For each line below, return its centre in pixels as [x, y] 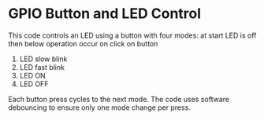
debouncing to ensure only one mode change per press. [100, 107]
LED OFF [34, 84]
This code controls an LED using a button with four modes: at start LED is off [132, 35]
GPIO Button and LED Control [105, 14]
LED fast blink [42, 67]
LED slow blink [43, 59]
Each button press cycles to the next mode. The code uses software [119, 99]
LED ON [32, 75]
